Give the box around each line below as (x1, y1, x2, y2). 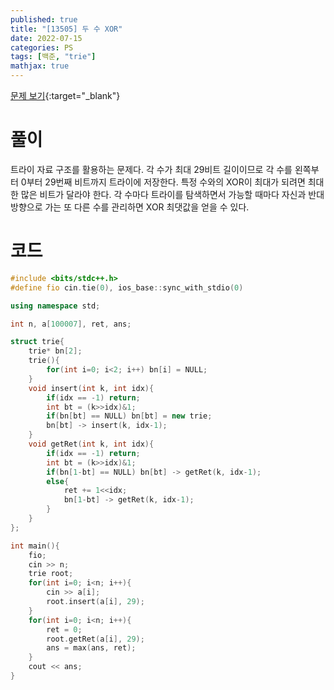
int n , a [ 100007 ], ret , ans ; (10, 319, 132, 329)
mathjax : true (10, 61, 70, 71)
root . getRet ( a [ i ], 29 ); (46, 634, 145, 644)
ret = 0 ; (46, 624, 83, 635)
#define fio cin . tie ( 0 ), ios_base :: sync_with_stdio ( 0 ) (10, 282, 244, 293)
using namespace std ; (10, 301, 101, 311)
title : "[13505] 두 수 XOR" (10, 24, 123, 34)
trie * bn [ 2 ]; (28, 346, 83, 356)
